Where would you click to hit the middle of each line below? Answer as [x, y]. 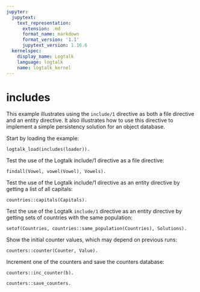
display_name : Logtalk [45, 56]
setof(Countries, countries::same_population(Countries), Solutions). [97, 229]
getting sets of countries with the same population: [69, 217]
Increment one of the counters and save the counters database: [85, 262]
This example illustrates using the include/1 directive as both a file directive [100, 114]
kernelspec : [27, 51]
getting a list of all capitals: [39, 189]
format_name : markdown [51, 34]
